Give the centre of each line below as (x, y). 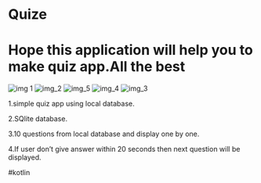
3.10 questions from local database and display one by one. (104, 134)
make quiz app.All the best (97, 67)
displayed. (25, 157)
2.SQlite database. (38, 119)
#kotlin (19, 173)
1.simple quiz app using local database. (71, 104)
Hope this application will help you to (130, 50)
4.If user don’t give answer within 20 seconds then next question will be (124, 149)
